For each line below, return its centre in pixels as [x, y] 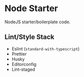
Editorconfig [24, 64]
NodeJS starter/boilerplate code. [38, 22]
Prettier [19, 54]
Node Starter [31, 8]
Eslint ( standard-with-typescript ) [46, 48]
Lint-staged [23, 69]
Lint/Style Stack [30, 37]
